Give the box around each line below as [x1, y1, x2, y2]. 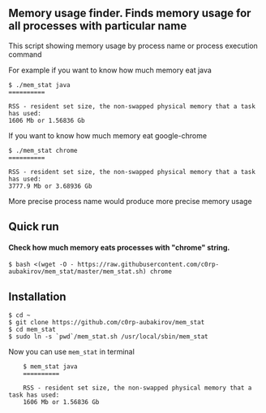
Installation [8, 289, 66, 303]
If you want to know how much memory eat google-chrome [8, 130, 208, 141]
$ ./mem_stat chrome [8, 146, 79, 154]
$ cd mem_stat [8, 325, 57, 334]
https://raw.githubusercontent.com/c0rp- [77, 260, 220, 269]
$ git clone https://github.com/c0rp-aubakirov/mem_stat [8, 319, 205, 327]
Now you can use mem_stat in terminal [8, 347, 135, 357]
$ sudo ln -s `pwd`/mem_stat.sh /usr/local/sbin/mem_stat [8, 333, 208, 341]
